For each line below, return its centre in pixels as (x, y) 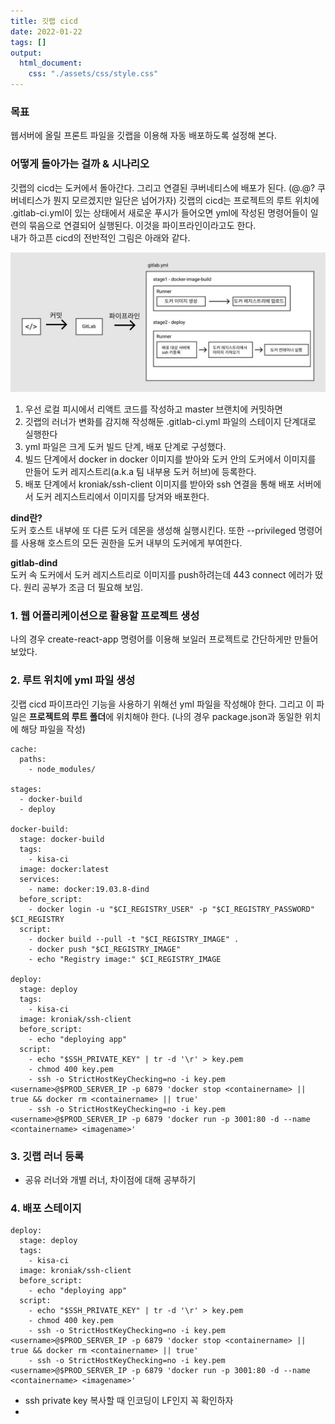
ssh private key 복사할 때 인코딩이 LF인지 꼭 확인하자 (129, 1401)
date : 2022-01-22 (46, 31)
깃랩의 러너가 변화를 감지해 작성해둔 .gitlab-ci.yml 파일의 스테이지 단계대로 (170, 422)
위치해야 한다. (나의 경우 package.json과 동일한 (209, 716)
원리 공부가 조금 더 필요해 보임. (83, 587)
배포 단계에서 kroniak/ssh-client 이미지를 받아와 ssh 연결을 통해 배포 (159, 484)
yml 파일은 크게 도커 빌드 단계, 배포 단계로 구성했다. (125, 447)
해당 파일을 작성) (53, 729)
